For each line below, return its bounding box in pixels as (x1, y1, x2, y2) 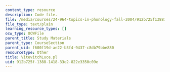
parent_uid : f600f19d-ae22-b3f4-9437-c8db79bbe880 (5, 45, 114, 50)
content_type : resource (5, 7, 56, 13)
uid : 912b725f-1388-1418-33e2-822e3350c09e (5, 59, 99, 64)
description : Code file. (5, 12, 58, 17)
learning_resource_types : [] (5, 26, 67, 31)
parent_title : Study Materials (5, 36, 71, 41)
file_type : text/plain (5, 21, 53, 27)
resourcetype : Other (5, 50, 49, 55)
